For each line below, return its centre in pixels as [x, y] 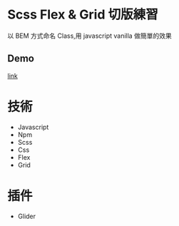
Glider [27, 216]
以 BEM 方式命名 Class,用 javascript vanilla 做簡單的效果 [90, 36]
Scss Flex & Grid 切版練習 [83, 15]
